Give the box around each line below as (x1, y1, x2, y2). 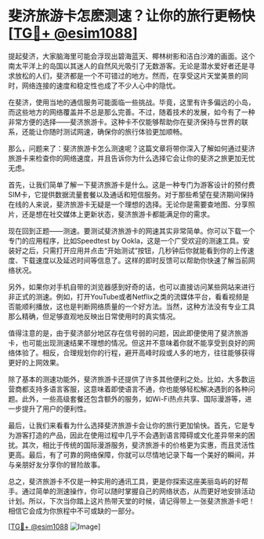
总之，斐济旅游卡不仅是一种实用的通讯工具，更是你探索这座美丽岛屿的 (8, 476, 235, 486)
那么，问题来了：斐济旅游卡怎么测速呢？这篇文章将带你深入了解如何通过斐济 (8, 143, 255, 153)
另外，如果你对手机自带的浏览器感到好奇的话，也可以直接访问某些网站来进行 (8, 282, 255, 291)
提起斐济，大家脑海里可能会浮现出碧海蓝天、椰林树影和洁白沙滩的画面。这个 (8, 51, 255, 60)
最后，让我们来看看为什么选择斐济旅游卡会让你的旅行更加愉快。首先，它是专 (8, 420, 255, 430)
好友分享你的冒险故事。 (28, 460, 104, 469)
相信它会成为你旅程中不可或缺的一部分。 (8, 506, 139, 515)
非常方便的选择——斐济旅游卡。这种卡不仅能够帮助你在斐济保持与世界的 (8, 117, 241, 126)
